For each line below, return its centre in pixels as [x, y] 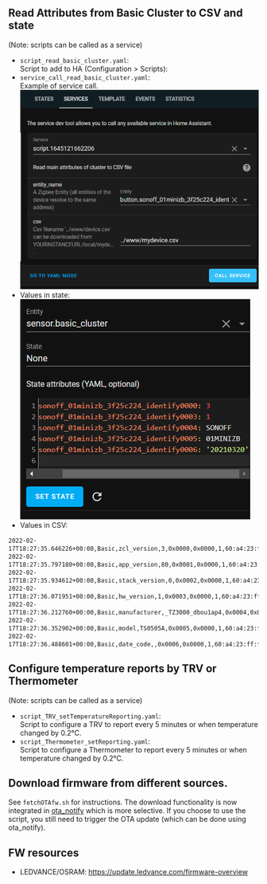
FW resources [44, 853]
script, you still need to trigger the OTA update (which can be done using [127, 819]
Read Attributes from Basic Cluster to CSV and [126, 13]
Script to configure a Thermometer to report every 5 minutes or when [133, 749]
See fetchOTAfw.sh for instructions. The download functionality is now [123, 802]
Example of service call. [59, 85]
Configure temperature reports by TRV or [112, 669]
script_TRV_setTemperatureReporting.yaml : [90, 716]
